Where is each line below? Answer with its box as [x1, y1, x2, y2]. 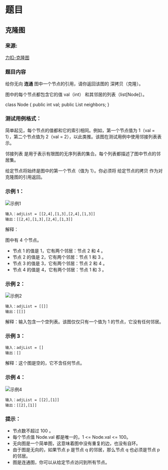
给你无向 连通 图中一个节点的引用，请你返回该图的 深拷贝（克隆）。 [5, 81, 143, 87]
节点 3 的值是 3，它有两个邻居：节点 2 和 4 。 [12, 260, 108, 266]
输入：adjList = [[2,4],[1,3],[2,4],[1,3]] [5, 211, 96, 216]
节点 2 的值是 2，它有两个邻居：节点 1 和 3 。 [12, 254, 107, 260]
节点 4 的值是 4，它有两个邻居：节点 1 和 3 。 [12, 266, 107, 272]
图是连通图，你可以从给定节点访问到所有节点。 [12, 459, 110, 465]
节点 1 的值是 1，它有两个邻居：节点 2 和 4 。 [12, 248, 106, 254]
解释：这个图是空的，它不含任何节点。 [5, 360, 85, 366]
